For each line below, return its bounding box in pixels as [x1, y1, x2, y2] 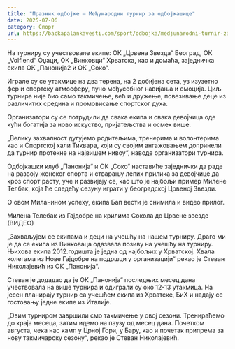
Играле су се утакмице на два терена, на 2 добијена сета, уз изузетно [7, 77, 218, 86]
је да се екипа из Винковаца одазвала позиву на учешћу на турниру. [7, 240, 213, 248]
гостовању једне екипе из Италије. [7, 298, 112, 306]
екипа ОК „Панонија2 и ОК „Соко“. [7, 64, 110, 72]
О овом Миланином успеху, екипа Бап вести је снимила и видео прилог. [7, 198, 225, 207]
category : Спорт [7, 23, 55, 30]
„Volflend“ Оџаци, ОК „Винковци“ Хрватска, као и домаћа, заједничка [7, 57, 215, 65]
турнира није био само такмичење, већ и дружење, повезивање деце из [7, 92, 226, 101]
